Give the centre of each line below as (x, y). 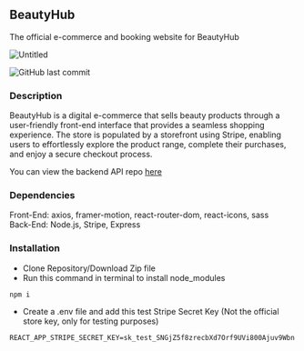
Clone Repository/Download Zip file (89, 268)
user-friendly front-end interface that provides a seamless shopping (137, 125)
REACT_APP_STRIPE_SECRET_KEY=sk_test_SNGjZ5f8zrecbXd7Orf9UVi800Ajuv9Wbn (152, 337)
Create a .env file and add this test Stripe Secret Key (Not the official (151, 311)
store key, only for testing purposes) (91, 321)
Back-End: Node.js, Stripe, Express (75, 225)
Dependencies (42, 196)
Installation (35, 248)
